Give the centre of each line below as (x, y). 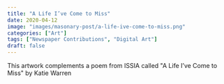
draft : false (26, 46)
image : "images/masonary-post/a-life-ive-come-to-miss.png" (97, 26)
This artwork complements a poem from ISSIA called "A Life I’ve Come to (112, 66)
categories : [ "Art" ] (37, 33)
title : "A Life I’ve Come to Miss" (59, 14)
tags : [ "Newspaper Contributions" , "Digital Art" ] (82, 40)
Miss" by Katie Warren (39, 73)
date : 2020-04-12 (32, 20)
